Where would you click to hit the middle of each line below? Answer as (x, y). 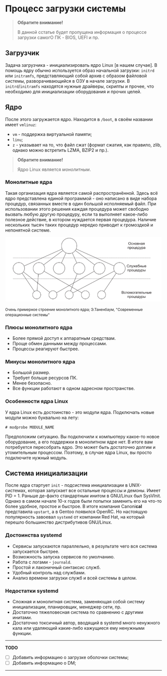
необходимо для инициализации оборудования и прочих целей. (73, 91)
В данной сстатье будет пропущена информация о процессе (82, 32)
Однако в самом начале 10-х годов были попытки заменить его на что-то (83, 501)
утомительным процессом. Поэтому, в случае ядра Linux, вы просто (79, 452)
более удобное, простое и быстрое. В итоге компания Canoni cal (74, 507)
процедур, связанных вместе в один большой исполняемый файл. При (81, 203)
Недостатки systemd (32, 591)
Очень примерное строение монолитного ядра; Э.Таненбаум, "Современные (74, 309)
